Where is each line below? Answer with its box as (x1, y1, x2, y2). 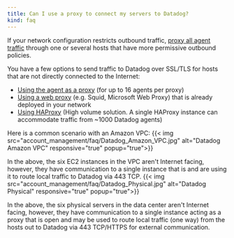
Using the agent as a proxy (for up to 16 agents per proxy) (17, 85, 184, 94)
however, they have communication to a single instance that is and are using (7, 164, 227, 173)
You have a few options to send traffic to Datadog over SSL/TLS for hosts (7, 64, 219, 73)
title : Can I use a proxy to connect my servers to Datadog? (7, 10, 189, 17)
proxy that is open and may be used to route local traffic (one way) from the (7, 215, 226, 224)
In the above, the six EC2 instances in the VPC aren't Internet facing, (7, 157, 205, 165)
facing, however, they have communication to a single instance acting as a (7, 208, 221, 216)
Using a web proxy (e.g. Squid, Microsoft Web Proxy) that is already (17, 92, 213, 101)
